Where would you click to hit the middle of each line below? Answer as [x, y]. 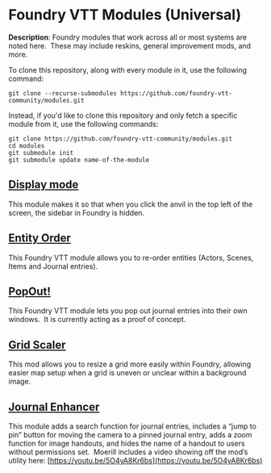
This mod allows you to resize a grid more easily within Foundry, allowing [130, 364]
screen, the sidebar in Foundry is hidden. [77, 212]
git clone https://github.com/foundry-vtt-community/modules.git [120, 139]
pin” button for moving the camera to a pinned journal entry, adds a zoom [130, 435]
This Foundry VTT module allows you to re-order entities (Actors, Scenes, [131, 257]
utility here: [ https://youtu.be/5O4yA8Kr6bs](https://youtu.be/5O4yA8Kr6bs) [135, 460]
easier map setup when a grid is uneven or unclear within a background [127, 373]
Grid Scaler [37, 345]
